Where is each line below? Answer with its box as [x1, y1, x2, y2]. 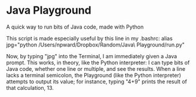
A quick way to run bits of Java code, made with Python [6, 23, 144, 30]
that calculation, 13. [6, 84, 54, 91]
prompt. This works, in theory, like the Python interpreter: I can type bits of [6, 59, 190, 66]
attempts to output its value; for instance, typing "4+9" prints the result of [6, 78, 187, 85]
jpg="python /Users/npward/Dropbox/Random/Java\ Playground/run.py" [6, 41, 185, 48]
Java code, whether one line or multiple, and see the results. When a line [6, 65, 186, 72]
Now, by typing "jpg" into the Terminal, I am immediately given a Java [6, 52, 177, 60]
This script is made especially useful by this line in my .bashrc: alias [6, 35, 173, 42]
